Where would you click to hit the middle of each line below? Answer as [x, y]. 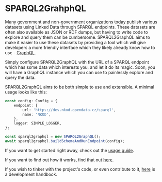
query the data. [20, 77]
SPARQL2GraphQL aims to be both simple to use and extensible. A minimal [80, 87]
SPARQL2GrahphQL [46, 8]
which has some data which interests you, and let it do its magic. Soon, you [80, 67]
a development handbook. [31, 174]
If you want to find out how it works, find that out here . [59, 160]
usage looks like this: [26, 92]
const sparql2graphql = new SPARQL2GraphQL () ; [53, 137]
